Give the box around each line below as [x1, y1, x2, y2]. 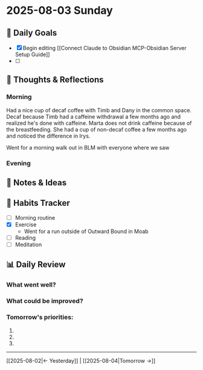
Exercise [14, 221, 37, 228]
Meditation [14, 241, 42, 248]
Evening [6, 159, 31, 167]
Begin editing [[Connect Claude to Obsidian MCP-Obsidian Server [22, 45, 187, 51]
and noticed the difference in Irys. [6, 132, 91, 139]
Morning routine [14, 214, 56, 221]
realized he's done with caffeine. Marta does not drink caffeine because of [6, 119, 192, 127]
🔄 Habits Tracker [6, 198, 71, 208]
